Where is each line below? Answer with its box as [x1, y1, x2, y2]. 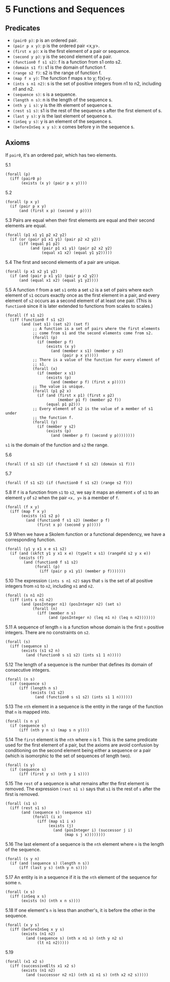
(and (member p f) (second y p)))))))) [50, 433, 135, 438]
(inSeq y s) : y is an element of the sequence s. [12, 118, 113, 124]
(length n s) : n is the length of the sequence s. [12, 97, 113, 103]
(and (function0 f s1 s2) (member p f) [25, 518, 110, 523]
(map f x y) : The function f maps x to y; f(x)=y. [12, 75, 112, 81]
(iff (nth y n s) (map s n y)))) [18, 727, 90, 733]
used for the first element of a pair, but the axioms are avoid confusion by [5, 741, 159, 748]
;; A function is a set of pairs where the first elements [32, 326, 160, 331]
